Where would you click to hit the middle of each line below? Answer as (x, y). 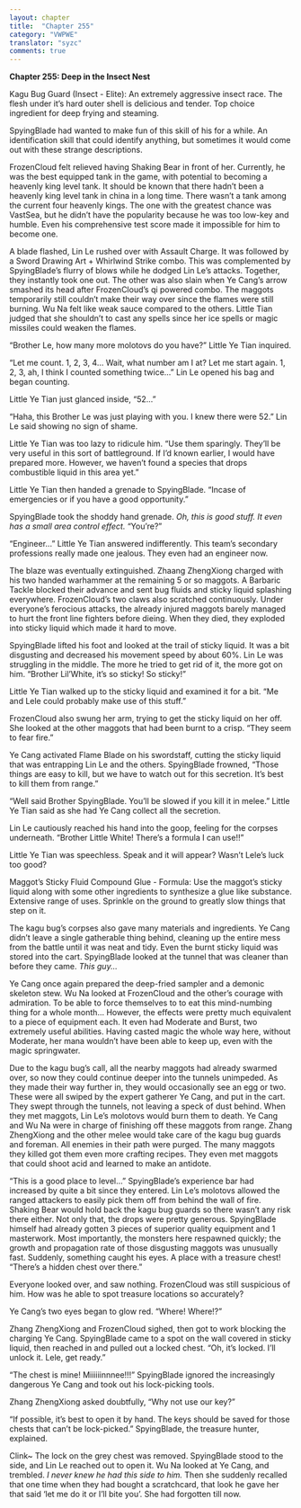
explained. (28, 1439)
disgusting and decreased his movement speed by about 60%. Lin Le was (146, 655)
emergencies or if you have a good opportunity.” (99, 499)
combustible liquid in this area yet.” (74, 472)
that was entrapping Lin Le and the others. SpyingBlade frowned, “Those (144, 764)
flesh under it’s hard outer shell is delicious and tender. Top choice (132, 103)
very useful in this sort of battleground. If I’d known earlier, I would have (142, 453)
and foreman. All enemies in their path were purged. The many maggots (142, 1145)
